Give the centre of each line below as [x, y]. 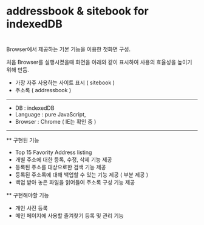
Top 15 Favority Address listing [53, 152]
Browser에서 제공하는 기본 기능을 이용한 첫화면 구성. [68, 49]
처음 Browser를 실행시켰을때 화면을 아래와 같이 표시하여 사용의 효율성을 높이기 [99, 62]
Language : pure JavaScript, [50, 115]
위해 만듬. [18, 70]
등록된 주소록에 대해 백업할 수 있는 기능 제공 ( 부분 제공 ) [82, 175]
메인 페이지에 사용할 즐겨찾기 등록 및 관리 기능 [69, 216]
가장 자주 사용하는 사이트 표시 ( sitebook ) [65, 82]
